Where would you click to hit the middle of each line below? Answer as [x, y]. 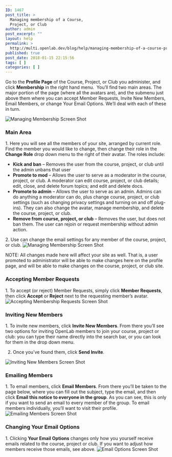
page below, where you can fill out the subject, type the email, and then [81, 392]
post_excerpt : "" [24, 34]
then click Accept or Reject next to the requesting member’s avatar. [77, 296]
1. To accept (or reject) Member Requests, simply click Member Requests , [84, 290]
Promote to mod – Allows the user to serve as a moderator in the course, [90, 175]
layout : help [19, 39]
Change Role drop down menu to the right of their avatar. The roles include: [85, 154]
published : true [23, 53]
